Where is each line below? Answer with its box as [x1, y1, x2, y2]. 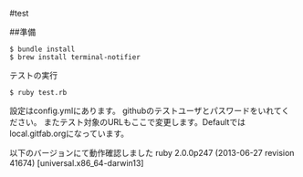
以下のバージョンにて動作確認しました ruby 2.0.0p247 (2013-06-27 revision [9, 148, 295, 158]
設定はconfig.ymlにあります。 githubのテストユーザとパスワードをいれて [9, 105, 282, 116]
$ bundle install [9, 45, 76, 54]
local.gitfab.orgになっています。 [9, 128, 130, 139]
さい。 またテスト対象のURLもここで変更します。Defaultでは [16, 117, 246, 127]
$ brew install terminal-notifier [9, 53, 141, 62]
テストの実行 [9, 70, 57, 80]
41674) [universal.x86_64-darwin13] [9, 158, 144, 168]
